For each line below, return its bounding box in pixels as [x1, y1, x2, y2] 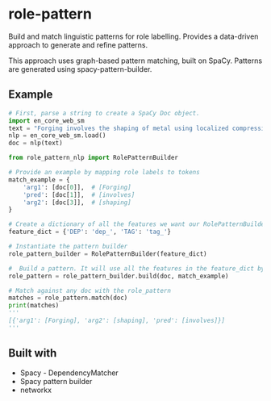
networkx [19, 385, 52, 395]
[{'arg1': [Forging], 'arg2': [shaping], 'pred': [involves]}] [8, 316, 226, 324]
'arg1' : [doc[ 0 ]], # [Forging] [23, 183, 131, 191]
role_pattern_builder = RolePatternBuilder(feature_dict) [8, 249, 207, 258]
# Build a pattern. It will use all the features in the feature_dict [8, 264, 254, 273]
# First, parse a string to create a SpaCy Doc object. [8, 109, 200, 117]
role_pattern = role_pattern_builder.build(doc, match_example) [8, 272, 229, 280]
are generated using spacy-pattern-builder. [8, 64, 152, 73]
